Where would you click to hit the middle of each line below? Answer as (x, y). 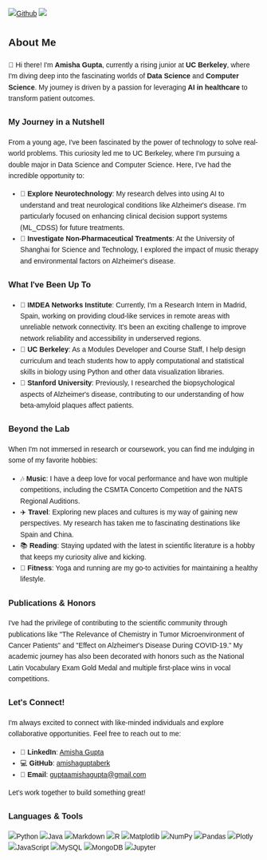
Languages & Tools (46, 816)
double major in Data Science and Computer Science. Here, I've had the (120, 164)
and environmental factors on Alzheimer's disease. (98, 261)
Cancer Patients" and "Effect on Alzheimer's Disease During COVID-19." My (126, 645)
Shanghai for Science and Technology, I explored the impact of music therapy (139, 250)
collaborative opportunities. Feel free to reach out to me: (95, 734)
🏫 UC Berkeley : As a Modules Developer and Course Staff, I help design (133, 350)
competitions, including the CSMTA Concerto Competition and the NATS (131, 490)
